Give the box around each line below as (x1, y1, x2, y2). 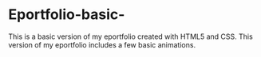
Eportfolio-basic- (8, 6, 125, 24)
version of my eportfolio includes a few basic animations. (8, 40, 196, 49)
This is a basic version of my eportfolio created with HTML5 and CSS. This (8, 32, 253, 41)
